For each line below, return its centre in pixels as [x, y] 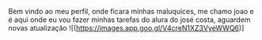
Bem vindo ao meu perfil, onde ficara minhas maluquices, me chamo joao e [131, 11]
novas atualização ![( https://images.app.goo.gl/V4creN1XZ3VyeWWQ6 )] [126, 28]
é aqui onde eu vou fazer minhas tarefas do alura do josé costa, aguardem [129, 20]
